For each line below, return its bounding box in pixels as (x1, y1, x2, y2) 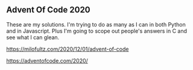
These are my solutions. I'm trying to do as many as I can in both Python (6, 21, 186, 28)
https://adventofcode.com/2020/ (6, 57, 89, 64)
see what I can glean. (6, 33, 60, 41)
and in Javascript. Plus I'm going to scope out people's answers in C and (6, 27, 188, 34)
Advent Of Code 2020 (6, 5, 90, 15)
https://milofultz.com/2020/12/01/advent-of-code (6, 45, 129, 52)
